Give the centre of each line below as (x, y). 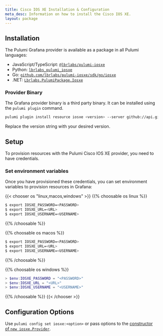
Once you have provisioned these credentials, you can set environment (76, 182)
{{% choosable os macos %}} (35, 233)
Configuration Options (40, 312)
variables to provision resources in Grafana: (49, 187)
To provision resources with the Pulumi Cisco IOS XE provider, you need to (80, 153)
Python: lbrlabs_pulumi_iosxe (42, 70)
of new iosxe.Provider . (28, 329)
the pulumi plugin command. (34, 108)
